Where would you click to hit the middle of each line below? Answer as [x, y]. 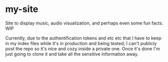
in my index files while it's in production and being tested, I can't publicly [81, 43]
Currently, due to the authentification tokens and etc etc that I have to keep [83, 38]
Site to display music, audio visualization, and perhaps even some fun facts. [84, 23]
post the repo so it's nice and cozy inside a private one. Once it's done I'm [83, 48]
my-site [22, 9]
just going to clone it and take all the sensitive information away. [72, 54]
